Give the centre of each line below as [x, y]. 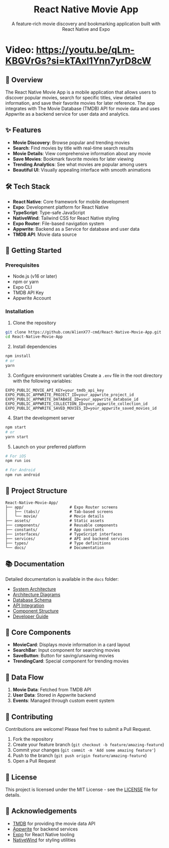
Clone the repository [34, 323]
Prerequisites [22, 265]
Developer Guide [30, 616]
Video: [20, 50]
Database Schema [32, 600]
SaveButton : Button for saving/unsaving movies [63, 656]
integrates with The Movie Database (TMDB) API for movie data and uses [82, 108]
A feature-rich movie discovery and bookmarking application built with [86, 24]
